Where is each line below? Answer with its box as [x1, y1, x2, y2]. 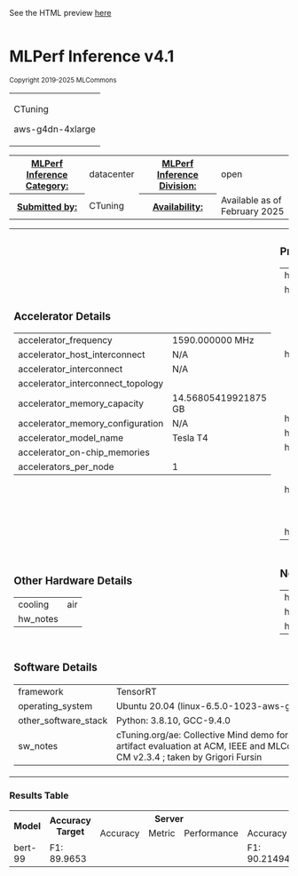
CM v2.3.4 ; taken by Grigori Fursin [115, 751, 263, 763]
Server [154, 812, 184, 824]
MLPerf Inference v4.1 [9, 46, 175, 67]
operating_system [18, 700, 93, 713]
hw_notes [18, 613, 59, 625]
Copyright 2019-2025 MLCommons [9, 76, 117, 84]
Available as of [221, 195, 282, 207]
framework [18, 686, 64, 698]
